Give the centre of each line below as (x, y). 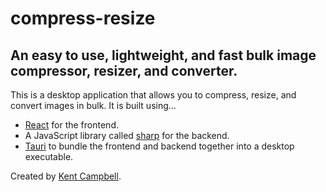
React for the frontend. (71, 125)
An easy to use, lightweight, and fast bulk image (163, 55)
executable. (49, 156)
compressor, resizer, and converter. (124, 70)
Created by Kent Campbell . (66, 176)
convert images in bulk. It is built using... (93, 105)
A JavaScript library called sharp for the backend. (127, 135)
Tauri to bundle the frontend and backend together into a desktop (159, 146)
